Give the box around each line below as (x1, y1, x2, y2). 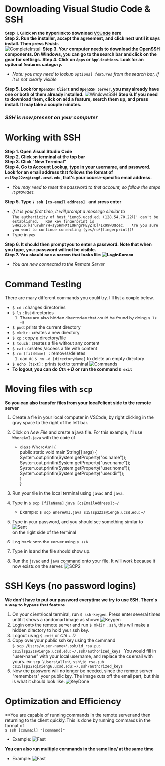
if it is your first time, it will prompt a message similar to (12, 208, 125, 214)
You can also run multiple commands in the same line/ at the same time (5, 746, 154, 752)
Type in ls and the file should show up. (12, 548, 91, 554)
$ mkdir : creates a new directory (12, 329, 80, 335)
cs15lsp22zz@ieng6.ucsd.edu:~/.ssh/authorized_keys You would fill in (12, 648, 156, 654)
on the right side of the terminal (12, 529, 76, 535)
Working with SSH (5, 132, 81, 143)
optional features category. (5, 62, 63, 67)
